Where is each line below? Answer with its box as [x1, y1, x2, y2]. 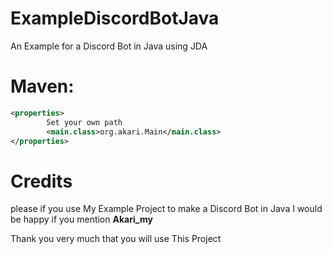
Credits [10, 170, 73, 192]
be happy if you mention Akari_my [10, 213, 153, 226]
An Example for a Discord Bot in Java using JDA [10, 40, 208, 52]
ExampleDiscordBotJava [10, 7, 220, 30]
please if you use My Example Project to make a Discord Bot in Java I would [10, 203, 323, 215]
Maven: [10, 75, 75, 98]
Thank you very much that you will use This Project [10, 233, 222, 245]
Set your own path [46, 117, 123, 127]
